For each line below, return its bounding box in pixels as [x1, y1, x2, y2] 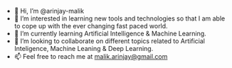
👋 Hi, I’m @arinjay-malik [14, 7, 84, 15]
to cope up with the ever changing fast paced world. [14, 22, 169, 30]
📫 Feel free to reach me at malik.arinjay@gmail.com [14, 52, 168, 60]
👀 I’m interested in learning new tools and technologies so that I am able [14, 14, 226, 23]
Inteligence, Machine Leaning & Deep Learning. [14, 45, 154, 52]
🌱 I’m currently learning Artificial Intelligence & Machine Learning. [14, 29, 206, 38]
